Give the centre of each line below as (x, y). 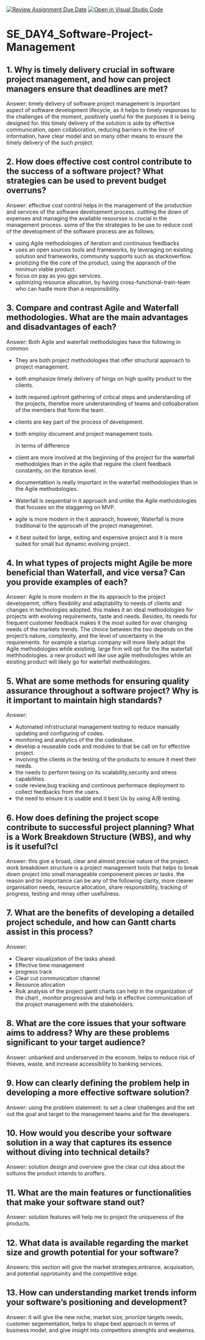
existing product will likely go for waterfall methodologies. (79, 662)
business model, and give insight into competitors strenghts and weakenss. (101, 1330)
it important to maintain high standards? (85, 700)
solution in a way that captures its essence (89, 1143)
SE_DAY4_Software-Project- (80, 34)
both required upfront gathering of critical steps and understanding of (103, 397)
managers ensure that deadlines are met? (87, 89)
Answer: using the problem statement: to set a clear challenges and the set (101, 1107)
